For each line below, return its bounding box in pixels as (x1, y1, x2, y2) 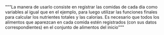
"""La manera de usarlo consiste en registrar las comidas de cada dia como (5, 4, 158, 10)
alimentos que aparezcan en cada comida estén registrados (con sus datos (5, 19, 157, 25)
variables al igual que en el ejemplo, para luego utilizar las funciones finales (5, 9, 158, 15)
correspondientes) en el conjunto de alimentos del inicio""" (5, 24, 124, 30)
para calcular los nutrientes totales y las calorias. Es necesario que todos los (5, 14, 160, 20)
